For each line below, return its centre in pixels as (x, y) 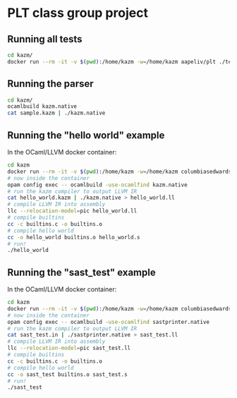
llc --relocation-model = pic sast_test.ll (69, 348)
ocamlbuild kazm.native (42, 107)
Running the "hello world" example (86, 135)
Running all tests (45, 39)
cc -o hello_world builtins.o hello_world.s (74, 237)
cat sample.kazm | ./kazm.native (56, 113)
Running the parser (50, 84)
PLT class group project (78, 13)
